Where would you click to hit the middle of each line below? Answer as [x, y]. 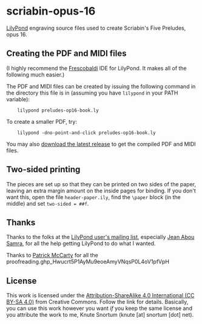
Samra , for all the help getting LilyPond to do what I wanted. [81, 243]
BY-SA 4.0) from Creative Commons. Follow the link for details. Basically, [97, 302]
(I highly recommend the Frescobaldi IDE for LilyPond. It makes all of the [96, 68]
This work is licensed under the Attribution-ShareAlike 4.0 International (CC [100, 295]
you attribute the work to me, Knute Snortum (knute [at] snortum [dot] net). [100, 315]
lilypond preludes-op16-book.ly [58, 110]
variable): [18, 99]
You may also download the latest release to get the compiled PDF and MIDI [101, 144]
